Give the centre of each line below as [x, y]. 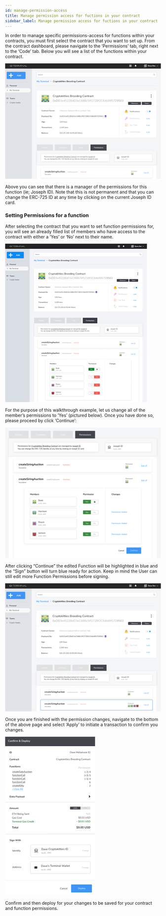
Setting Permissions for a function [47, 215]
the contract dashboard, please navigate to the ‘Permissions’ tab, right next [82, 46]
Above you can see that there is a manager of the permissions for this [76, 187]
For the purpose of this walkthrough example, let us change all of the [75, 410]
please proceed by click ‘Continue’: [41, 420]
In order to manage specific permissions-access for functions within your [80, 36]
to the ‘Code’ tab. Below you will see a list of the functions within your [76, 51]
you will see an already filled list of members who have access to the [75, 231]
